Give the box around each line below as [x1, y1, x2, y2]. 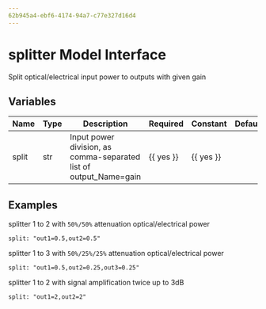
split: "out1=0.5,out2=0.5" [8, 235, 101, 242]
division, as [70, 142, 112, 153]
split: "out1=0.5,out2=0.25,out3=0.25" [8, 264, 140, 272]
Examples [8, 198, 58, 212]
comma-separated [70, 151, 141, 162]
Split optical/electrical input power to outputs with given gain [8, 72, 207, 82]
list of [70, 162, 91, 173]
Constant [191, 118, 227, 129]
